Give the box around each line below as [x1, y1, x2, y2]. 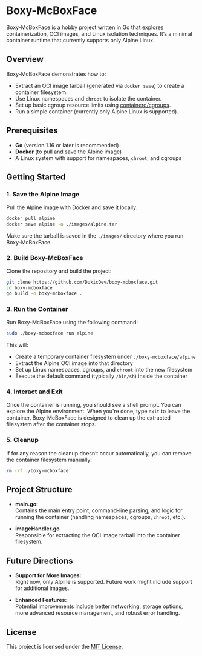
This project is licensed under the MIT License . [6, 643, 123, 650]
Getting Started [6, 172, 66, 182]
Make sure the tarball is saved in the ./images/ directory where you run [6, 232, 184, 239]
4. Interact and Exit [6, 387, 63, 396]
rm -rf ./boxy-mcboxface [6, 467, 69, 474]
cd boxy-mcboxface [6, 285, 53, 291]
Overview [6, 54, 44, 64]
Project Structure [6, 484, 73, 495]
